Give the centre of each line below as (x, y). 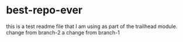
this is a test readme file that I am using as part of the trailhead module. (92, 26)
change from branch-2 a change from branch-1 (63, 32)
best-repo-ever (44, 10)
